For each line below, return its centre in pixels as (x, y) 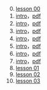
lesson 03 (28, 81)
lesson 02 (28, 74)
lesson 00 (28, 9)
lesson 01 (27, 68)
